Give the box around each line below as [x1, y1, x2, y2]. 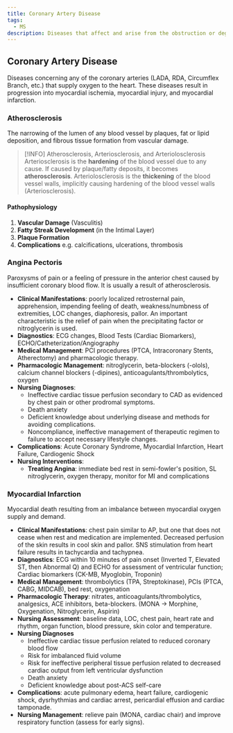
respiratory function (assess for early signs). [17, 718, 144, 727]
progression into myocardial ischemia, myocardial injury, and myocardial [7, 88, 214, 97]
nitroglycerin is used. [17, 324, 78, 332]
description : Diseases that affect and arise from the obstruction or [7, 29, 216, 37]
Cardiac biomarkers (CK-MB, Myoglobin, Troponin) [17, 570, 163, 579]
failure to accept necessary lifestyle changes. [27, 435, 158, 443]
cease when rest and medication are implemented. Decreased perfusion [17, 533, 224, 542]
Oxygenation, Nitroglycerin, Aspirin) [17, 607, 120, 615]
